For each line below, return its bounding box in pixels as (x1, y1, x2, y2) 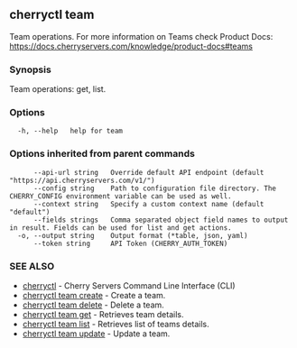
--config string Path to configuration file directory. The (32, 184, 277, 193)
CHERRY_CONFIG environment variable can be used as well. (9, 191, 232, 201)
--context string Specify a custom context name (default (32, 199, 265, 208)
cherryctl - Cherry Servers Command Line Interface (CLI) (22, 280, 237, 291)
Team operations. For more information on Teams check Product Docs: (9, 31, 274, 41)
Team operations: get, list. (9, 84, 107, 95)
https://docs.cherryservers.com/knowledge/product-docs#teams (9, 41, 253, 51)
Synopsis (9, 63, 51, 76)
